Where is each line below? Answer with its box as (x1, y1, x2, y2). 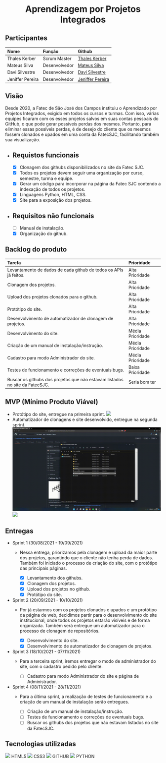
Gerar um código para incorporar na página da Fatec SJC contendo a (19, 180, 161, 186)
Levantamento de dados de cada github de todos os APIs (7, 267, 124, 273)
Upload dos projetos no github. (27, 586, 90, 592)
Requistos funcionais (12, 151, 79, 160)
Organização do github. (19, 231, 68, 236)
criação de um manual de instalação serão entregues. (19, 699, 129, 705)
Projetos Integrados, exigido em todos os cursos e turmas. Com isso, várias (5, 110, 159, 116)
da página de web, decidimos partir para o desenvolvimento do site (19, 612, 157, 618)
